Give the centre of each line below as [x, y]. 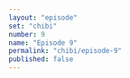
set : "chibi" [33, 26]
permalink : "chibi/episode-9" [65, 51]
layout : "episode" [43, 17]
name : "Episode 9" [43, 43]
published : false [41, 59]
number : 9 [27, 34]
